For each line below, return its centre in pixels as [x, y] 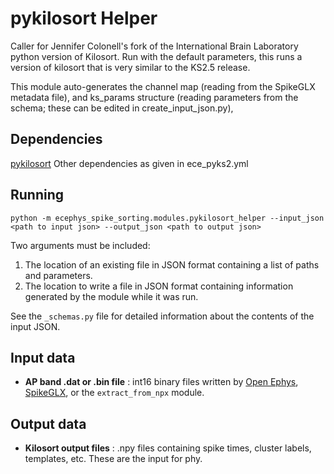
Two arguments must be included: [80, 245]
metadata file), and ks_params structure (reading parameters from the [154, 97]
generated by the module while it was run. [111, 296]
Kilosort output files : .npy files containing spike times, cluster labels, [168, 448]
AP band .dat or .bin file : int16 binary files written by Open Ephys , [161, 382]
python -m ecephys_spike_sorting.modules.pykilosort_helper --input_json [167, 218]
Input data [43, 357]
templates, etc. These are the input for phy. [113, 459]
